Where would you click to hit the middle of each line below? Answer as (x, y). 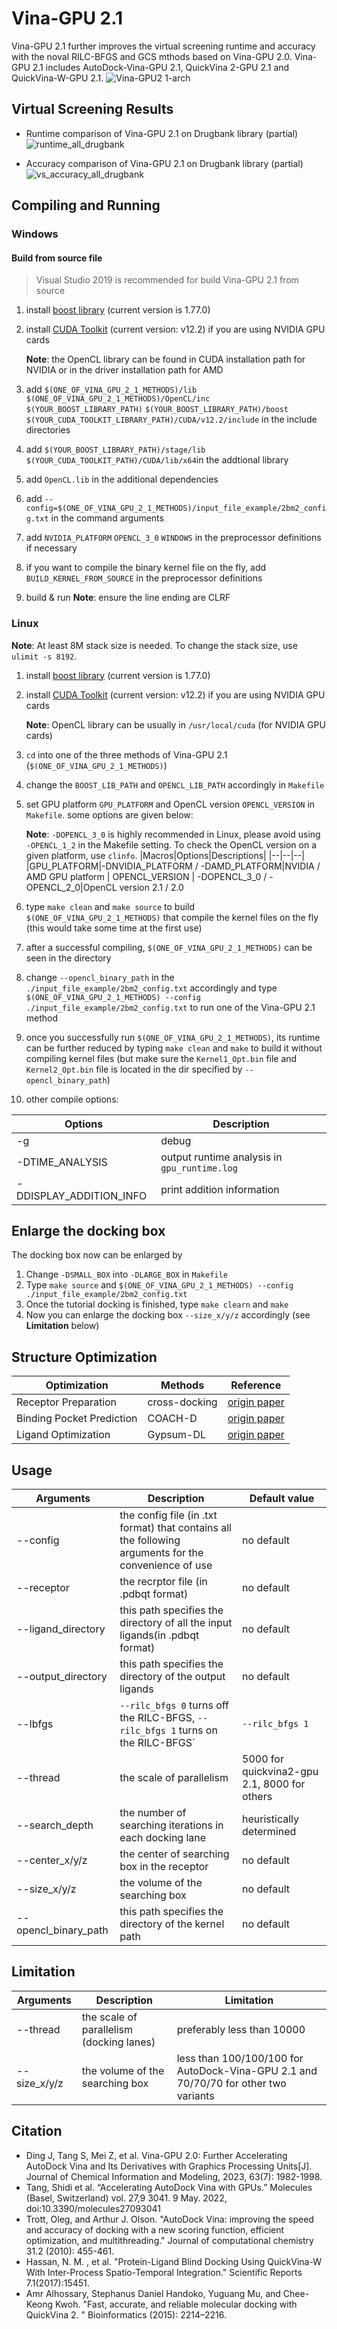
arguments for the (161, 1552)
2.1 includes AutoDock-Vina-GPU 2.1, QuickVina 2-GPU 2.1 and (161, 67)
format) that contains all (175, 1527)
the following (150, 1540)
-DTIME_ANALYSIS (62, 1162)
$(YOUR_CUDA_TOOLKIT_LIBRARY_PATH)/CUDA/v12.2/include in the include (171, 419)
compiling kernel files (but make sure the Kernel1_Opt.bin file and (161, 1058)
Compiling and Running (86, 205)
